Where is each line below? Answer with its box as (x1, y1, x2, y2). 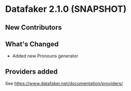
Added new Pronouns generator (12, 53, 79, 59)
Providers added (5, 67, 58, 76)
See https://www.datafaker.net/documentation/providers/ (5, 81, 123, 87)
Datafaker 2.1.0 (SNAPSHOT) (5, 3, 127, 15)
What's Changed (5, 40, 59, 48)
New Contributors (5, 23, 62, 32)
